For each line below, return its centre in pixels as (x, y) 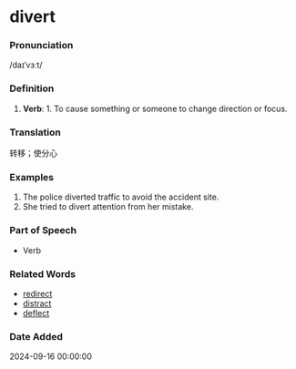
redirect (37, 293)
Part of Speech (43, 231)
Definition (32, 88)
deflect (36, 313)
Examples (32, 177)
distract (37, 303)
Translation (35, 132)
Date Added (36, 336)
